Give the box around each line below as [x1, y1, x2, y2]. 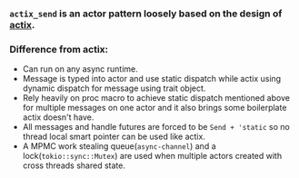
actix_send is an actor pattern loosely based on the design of [9, 7, 283, 20]
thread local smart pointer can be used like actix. [22, 131, 206, 143]
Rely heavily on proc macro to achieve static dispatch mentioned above [22, 93, 291, 104]
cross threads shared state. [22, 160, 125, 171]
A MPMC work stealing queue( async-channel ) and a [22, 141, 216, 152]
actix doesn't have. [22, 112, 95, 123]
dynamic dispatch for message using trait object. [22, 83, 206, 94]
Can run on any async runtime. [22, 64, 138, 74]
